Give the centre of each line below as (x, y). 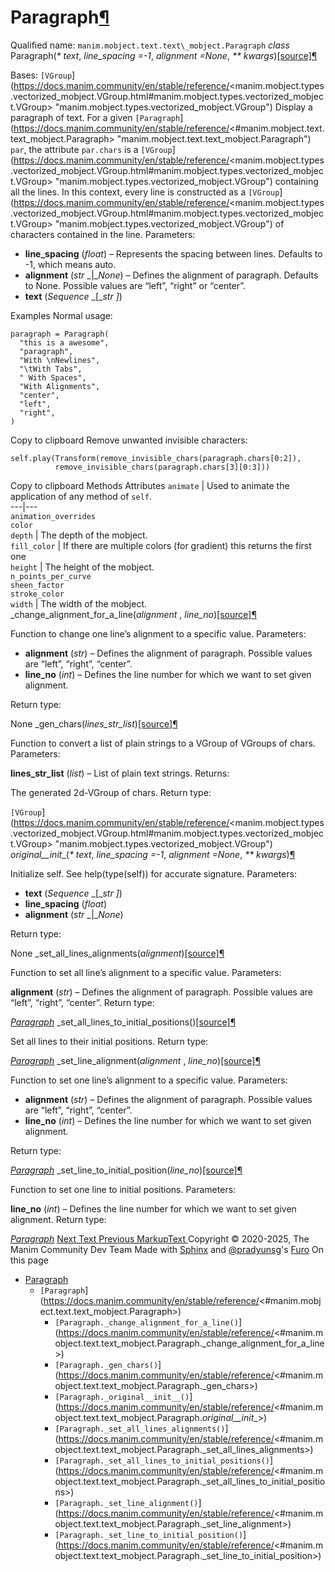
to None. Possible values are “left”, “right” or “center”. (135, 285)
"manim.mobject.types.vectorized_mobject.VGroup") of (169, 223)
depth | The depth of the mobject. (79, 535)
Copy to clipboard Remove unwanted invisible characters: (129, 440)
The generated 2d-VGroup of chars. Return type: (111, 792)
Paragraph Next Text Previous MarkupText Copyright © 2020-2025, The (160, 1238)
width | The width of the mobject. (79, 603)
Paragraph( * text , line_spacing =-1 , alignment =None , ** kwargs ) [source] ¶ (164, 55)
